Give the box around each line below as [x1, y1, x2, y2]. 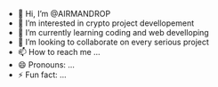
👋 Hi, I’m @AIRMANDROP [17, 9, 111, 19]
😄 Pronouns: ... [17, 59, 76, 70]
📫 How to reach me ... [17, 47, 101, 57]
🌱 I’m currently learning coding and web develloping [17, 28, 209, 37]
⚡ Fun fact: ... [17, 69, 67, 80]
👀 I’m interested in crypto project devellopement [17, 18, 194, 28]
